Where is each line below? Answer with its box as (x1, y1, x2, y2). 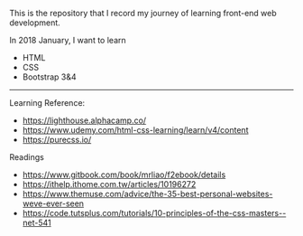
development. (9, 17, 60, 28)
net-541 (22, 217, 51, 228)
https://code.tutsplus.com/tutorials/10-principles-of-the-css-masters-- (22, 208, 287, 218)
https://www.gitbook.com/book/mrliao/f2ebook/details (22, 169, 226, 180)
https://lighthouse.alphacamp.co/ (22, 115, 147, 126)
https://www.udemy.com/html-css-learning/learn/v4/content (22, 125, 249, 135)
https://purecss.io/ (22, 135, 92, 145)
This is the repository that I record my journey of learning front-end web (9, 8, 277, 18)
